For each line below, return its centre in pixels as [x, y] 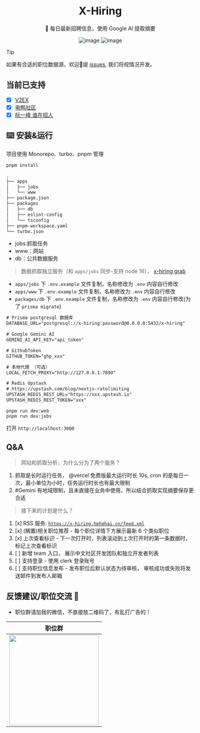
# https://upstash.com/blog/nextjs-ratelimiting [68, 389]
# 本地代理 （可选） [28, 367]
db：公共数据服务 [36, 258]
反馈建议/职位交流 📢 [43, 597]
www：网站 [29, 251]
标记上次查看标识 [36, 545]
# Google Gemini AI [30, 334]
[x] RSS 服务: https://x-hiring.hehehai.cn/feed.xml [80, 523]
